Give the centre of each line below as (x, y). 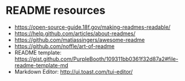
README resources (56, 10)
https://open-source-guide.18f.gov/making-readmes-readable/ (92, 27)
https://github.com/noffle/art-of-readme (64, 46)
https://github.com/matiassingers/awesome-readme (80, 40)
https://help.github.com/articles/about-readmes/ (75, 33)
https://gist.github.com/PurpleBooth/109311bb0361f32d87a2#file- (96, 59)
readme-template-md (41, 65)
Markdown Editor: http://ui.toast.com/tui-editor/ (73, 71)
